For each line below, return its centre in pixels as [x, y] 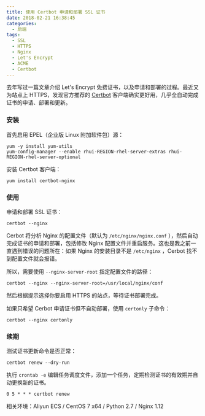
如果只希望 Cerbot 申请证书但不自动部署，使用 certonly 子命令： [88, 308]
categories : [21, 23]
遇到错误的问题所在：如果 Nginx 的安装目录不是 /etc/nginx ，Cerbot [98, 251]
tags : [13, 35]
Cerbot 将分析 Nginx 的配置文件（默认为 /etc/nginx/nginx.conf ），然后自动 [102, 235]
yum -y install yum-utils [39, 146]
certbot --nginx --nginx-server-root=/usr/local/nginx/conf [85, 283]
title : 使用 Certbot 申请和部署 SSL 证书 [56, 12]
